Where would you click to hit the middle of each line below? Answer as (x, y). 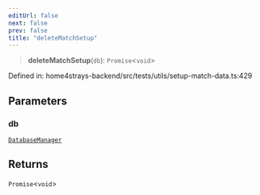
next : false (28, 23)
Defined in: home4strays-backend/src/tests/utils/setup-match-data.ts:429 (130, 76)
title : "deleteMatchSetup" (53, 38)
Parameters (38, 101)
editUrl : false (33, 16)
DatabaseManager (35, 140)
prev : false (28, 30)
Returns (29, 164)
